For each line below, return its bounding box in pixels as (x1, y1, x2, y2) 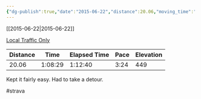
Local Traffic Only (6, 36, 50, 43)
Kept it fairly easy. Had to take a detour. (6, 75, 103, 83)
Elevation (135, 50, 163, 59)
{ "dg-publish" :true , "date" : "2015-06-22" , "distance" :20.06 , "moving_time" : (6, 8, 194, 15)
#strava (6, 87, 25, 94)
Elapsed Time (69, 50, 109, 59)
